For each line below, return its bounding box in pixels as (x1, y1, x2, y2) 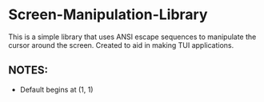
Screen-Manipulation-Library (8, 6, 208, 24)
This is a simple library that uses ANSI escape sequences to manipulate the (8, 32, 257, 41)
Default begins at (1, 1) (19, 84, 94, 94)
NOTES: (8, 64, 49, 77)
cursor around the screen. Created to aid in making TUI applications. (8, 40, 234, 49)
